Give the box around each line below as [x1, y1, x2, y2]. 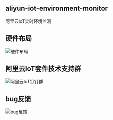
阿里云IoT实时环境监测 [5, 18, 52, 24]
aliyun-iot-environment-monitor [5, 4, 108, 13]
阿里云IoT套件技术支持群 [5, 65, 81, 73]
